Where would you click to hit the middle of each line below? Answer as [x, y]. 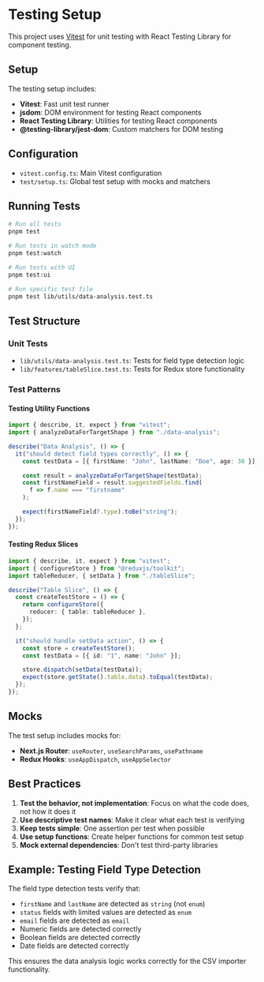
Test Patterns [34, 389]
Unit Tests [28, 343]
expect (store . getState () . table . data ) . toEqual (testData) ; [118, 677]
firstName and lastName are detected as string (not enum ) [112, 904]
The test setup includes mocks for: [65, 735]
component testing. [40, 44]
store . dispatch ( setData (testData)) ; [83, 670]
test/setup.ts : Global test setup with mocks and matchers [115, 181]
